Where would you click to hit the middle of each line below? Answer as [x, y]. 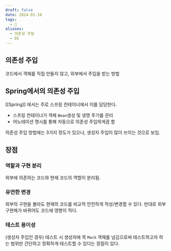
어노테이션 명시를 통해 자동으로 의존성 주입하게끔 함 [64, 121]
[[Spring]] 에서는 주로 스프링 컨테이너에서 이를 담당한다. [61, 104]
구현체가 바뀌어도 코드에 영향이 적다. [41, 211]
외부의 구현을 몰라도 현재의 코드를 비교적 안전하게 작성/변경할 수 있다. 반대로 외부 [86, 204]
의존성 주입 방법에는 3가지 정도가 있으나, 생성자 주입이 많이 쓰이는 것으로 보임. [83, 132]
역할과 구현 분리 [23, 165]
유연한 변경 [18, 192]
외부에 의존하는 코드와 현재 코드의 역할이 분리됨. [53, 178]
